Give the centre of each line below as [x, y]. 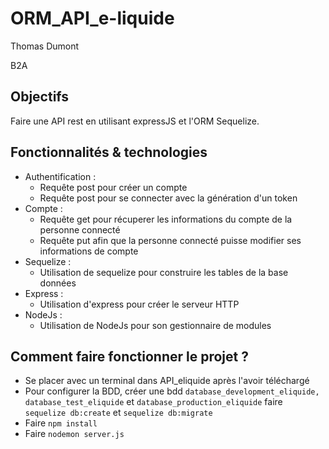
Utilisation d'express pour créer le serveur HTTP [139, 304]
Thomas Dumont [45, 46]
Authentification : [60, 176]
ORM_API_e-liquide [92, 18]
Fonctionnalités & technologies [109, 152]
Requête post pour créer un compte [113, 187]
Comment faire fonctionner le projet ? [129, 356]
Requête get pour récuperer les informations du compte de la [166, 219]
